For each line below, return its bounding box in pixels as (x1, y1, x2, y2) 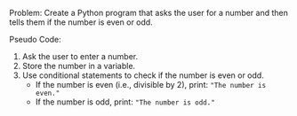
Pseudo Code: (9, 35, 62, 44)
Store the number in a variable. (21, 61, 136, 71)
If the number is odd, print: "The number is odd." (35, 97, 215, 107)
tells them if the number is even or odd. (9, 17, 153, 27)
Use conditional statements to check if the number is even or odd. (21, 70, 264, 81)
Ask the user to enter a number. (21, 51, 139, 61)
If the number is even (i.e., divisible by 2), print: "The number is (35, 80, 267, 89)
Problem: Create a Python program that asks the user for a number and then (9, 8, 289, 18)
